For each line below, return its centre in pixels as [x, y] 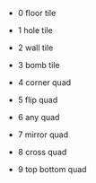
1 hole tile [35, 30]
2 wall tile [35, 48]
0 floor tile [37, 13]
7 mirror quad [43, 135]
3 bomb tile [39, 65]
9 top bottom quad [52, 169]
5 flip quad [38, 100]
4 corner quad [44, 83]
